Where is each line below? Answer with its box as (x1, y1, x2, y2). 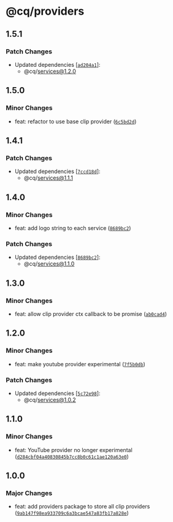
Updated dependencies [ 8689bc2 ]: (14, 253, 101, 261)
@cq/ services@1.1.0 (23, 260, 75, 267)
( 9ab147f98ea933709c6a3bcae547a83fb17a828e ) (14, 509, 129, 516)
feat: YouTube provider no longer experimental (14, 446, 133, 453)
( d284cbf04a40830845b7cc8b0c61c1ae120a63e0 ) (14, 453, 129, 460)
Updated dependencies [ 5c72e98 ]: (14, 390, 101, 397)
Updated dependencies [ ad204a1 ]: (14, 61, 101, 68)
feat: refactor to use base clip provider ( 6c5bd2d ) (14, 118, 137, 125)
